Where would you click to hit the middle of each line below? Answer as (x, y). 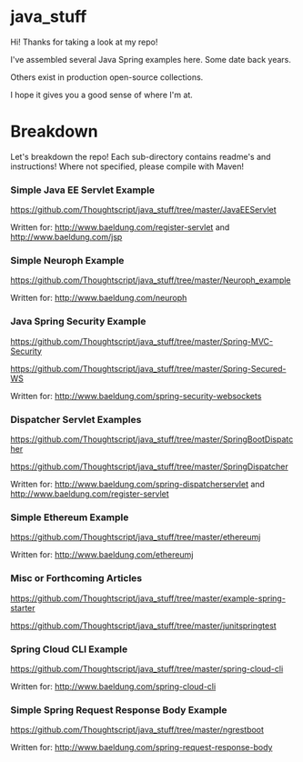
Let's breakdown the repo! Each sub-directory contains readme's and (141, 156)
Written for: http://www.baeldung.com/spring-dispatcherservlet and (137, 485)
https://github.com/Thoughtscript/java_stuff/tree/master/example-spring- (148, 598)
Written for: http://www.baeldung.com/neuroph (99, 298)
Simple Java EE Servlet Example (83, 190)
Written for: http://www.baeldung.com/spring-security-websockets (136, 396)
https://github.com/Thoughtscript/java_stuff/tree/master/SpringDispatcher (150, 466)
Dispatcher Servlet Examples (76, 419)
